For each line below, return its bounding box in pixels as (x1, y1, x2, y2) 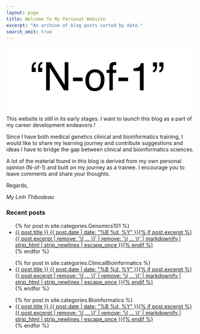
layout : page (6, 10, 39, 16)
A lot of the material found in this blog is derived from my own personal (6, 158, 181, 165)
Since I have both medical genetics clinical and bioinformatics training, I (6, 133, 183, 140)
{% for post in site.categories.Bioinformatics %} (14, 296, 134, 303)
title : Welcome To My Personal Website (6, 16, 106, 22)
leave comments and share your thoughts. (6, 170, 111, 177)
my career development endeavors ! (6, 122, 96, 129)
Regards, (6, 182, 29, 189)
